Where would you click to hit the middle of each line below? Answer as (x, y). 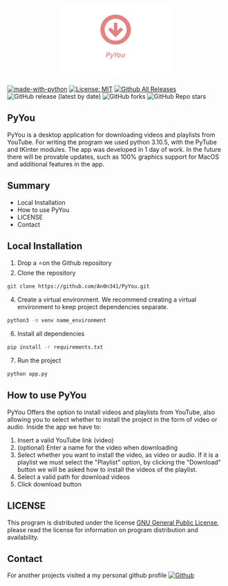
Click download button (49, 484)
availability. (23, 537)
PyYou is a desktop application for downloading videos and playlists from (111, 135)
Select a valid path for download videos (74, 477)
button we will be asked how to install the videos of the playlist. (107, 469)
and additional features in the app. (56, 164)
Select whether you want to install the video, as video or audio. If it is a (118, 455)
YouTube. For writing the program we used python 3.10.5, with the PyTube (112, 142)
